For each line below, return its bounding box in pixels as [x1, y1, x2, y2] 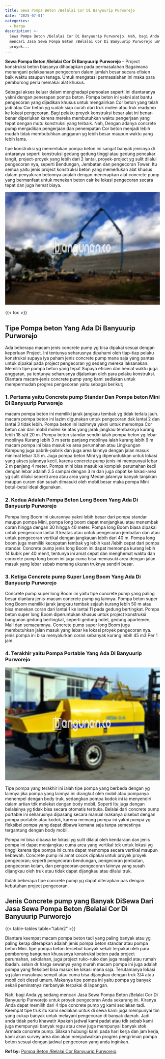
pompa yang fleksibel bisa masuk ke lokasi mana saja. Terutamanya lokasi [5, 966, 156, 972]
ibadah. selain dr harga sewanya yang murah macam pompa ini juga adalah [5, 961, 158, 967]
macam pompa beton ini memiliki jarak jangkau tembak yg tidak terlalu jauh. [5, 411, 159, 417]
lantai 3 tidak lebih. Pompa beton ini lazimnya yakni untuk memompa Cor [5, 421, 152, 427]
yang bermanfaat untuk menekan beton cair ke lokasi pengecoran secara [5, 177, 153, 183]
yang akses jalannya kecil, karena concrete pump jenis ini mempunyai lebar [5, 458, 158, 464]
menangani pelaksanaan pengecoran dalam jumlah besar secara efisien [5, 69, 151, 75]
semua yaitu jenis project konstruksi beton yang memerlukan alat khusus [5, 166, 153, 172]
